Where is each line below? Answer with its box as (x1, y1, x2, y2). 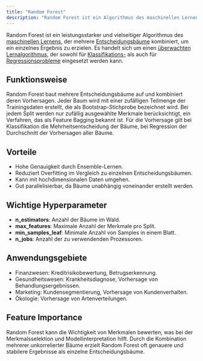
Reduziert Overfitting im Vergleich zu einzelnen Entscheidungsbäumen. (14, 169, 193, 177)
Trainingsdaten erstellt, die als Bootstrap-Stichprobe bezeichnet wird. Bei (6, 104, 188, 111)
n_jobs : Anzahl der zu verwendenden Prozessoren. (14, 235, 143, 243)
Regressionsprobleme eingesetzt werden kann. (6, 57, 124, 64)
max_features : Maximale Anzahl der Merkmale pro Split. (14, 222, 156, 229)
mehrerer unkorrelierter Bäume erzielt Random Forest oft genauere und (6, 341, 184, 349)
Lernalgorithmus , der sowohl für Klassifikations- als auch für (6, 50, 157, 58)
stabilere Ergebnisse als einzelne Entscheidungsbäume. (6, 348, 145, 355)
